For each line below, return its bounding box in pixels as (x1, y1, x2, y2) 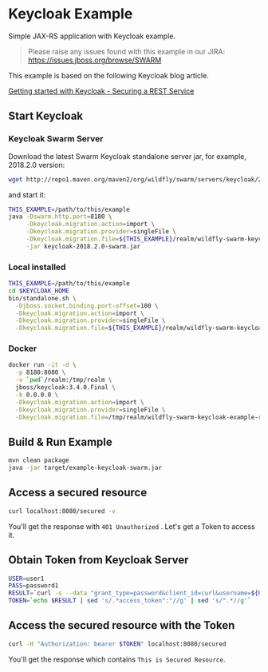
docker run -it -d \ (8, 361, 77, 369)
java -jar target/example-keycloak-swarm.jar (8, 464, 162, 472)
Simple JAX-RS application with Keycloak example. (8, 31, 176, 41)
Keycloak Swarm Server (8, 133, 104, 145)
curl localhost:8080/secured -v (8, 507, 116, 515)
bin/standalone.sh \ (8, 294, 77, 302)
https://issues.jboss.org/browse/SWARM (27, 55, 162, 65)
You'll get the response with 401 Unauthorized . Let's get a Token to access (8, 521, 255, 531)
